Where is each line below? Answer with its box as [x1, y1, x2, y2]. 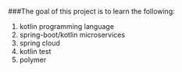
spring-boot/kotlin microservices [19, 31, 126, 39]
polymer [19, 55, 47, 64]
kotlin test [19, 47, 52, 56]
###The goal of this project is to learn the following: [8, 7, 176, 16]
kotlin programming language [19, 22, 115, 31]
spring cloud [19, 38, 60, 48]
